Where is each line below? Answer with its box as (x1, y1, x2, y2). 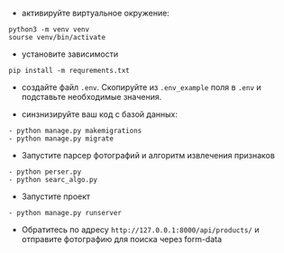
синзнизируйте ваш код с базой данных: (21, 109, 178, 120)
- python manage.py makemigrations (8, 126, 142, 135)
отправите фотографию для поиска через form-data (21, 234, 223, 244)
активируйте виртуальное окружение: (21, 8, 170, 18)
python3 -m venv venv (8, 25, 90, 34)
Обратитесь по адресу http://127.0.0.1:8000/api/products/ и (21, 224, 260, 235)
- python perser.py (8, 167, 82, 176)
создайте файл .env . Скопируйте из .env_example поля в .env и (21, 82, 262, 93)
